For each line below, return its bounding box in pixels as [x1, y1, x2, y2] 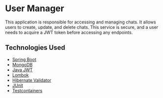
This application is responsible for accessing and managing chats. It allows [5, 19, 156, 25]
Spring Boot [12, 57, 37, 62]
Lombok [12, 72, 29, 78]
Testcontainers [12, 87, 43, 93]
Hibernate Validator [12, 77, 51, 83]
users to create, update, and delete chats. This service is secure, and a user [5, 24, 158, 30]
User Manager [5, 3, 65, 14]
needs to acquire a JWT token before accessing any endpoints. [5, 29, 133, 35]
